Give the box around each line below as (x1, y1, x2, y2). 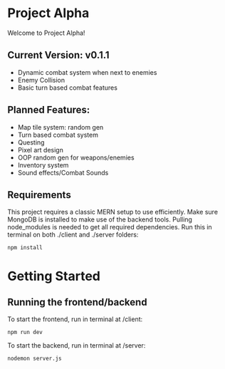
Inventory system (17, 160, 69, 169)
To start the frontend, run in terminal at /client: (7, 315, 143, 323)
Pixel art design (17, 145, 64, 154)
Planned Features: (7, 104, 90, 116)
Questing (17, 137, 45, 147)
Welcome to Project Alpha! (7, 28, 85, 37)
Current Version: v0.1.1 (7, 49, 110, 61)
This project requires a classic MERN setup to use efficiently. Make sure (7, 208, 219, 217)
